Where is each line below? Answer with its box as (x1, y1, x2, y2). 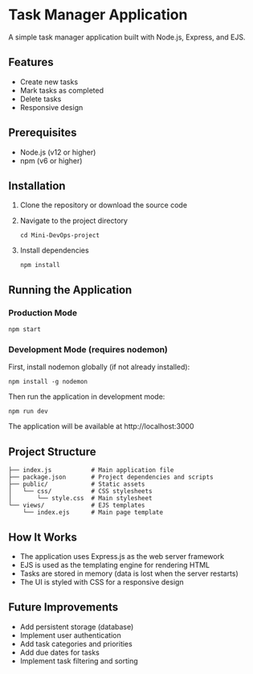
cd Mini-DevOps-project (19, 232, 100, 240)
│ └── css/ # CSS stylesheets (8, 487, 153, 495)
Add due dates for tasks (19, 647, 100, 657)
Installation (8, 179, 66, 192)
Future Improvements (8, 601, 119, 614)
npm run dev (8, 408, 48, 416)
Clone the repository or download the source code (19, 200, 187, 210)
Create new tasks (19, 76, 79, 86)
